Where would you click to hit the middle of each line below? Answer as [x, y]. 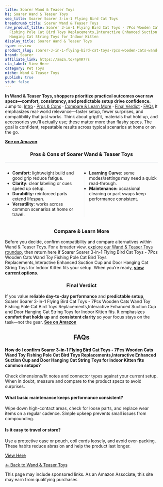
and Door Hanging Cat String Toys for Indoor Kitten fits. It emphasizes [75, 312]
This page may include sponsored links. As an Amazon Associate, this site [79, 474]
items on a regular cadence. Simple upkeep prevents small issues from [76, 413]
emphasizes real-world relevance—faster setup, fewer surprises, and [74, 111]
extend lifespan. [28, 199]
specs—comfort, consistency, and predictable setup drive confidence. [78, 101]
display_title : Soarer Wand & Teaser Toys [49, 41]
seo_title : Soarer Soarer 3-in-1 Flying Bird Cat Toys [62, 19]
